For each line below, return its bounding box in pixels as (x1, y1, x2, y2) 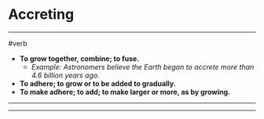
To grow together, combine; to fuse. (19, 53, 140, 63)
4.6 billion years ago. (31, 70, 100, 80)
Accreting (8, 5, 75, 23)
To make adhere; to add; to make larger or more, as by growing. (19, 87, 231, 96)
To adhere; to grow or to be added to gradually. (19, 78, 177, 88)
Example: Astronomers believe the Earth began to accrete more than (31, 62, 255, 71)
